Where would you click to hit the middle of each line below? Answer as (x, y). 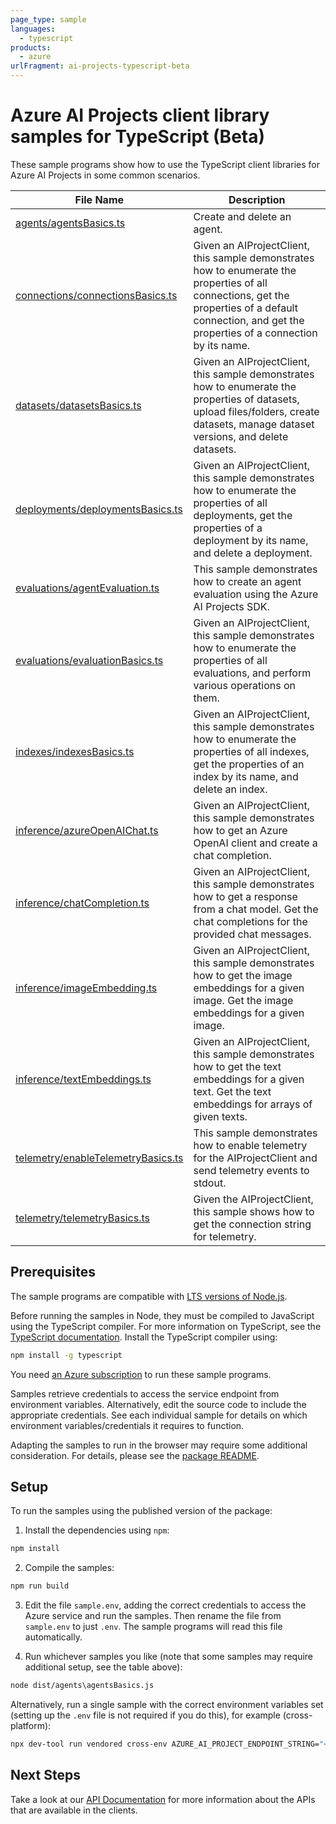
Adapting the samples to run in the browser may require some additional (159, 1445)
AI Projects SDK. (231, 606)
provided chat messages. (252, 934)
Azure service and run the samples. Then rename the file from (153, 1616)
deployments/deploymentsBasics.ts (99, 509)
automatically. (53, 1637)
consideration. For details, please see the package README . (135, 1455)
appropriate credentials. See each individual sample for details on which (159, 1415)
